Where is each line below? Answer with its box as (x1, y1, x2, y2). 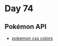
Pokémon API (4, 23, 47, 31)
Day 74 (4, 3, 34, 14)
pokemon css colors (11, 35, 53, 41)
